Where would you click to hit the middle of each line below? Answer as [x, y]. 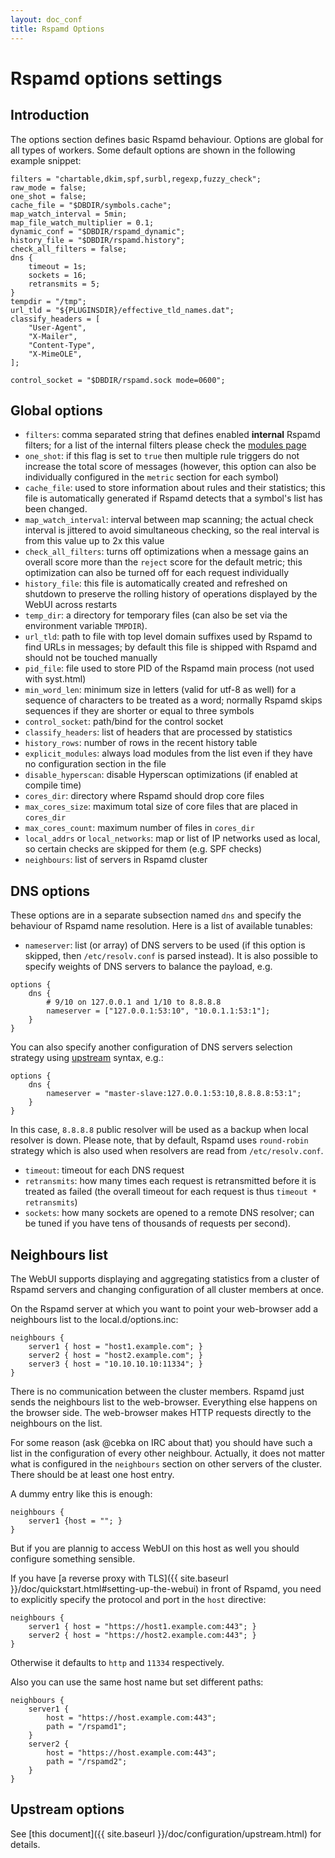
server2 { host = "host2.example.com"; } [115, 1355]
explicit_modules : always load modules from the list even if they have [168, 753]
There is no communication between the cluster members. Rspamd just [157, 1391]
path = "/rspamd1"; [87, 1726]
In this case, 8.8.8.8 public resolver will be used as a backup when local [159, 1130]
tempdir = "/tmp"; [48, 301]
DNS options [50, 891]
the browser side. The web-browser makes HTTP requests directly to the [161, 1412]
